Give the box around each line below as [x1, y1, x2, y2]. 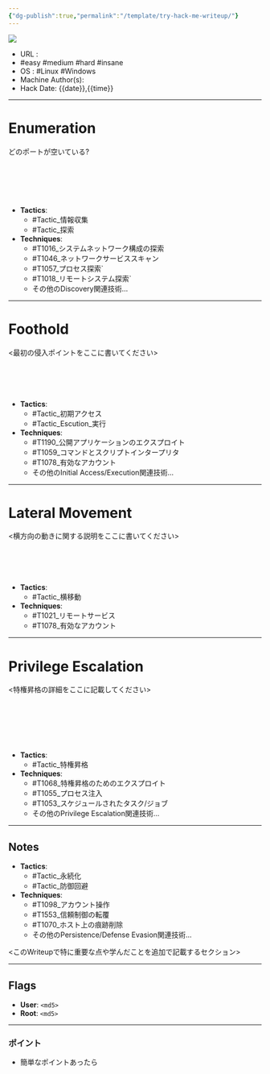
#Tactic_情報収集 [31, 214, 88, 224]
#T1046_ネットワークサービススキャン [31, 253, 159, 263]
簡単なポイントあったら [19, 1057, 98, 1068]
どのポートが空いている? [8, 147, 90, 156]
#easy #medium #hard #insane [19, 57, 124, 67]
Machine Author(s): [19, 74, 84, 85]
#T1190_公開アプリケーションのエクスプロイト [31, 437, 186, 447]
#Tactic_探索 [31, 225, 75, 234]
